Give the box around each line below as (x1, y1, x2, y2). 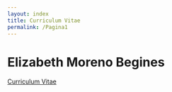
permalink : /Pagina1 (7, 23, 69, 30)
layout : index (7, 10, 50, 18)
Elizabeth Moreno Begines (7, 54, 165, 70)
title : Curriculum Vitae (7, 17, 81, 24)
